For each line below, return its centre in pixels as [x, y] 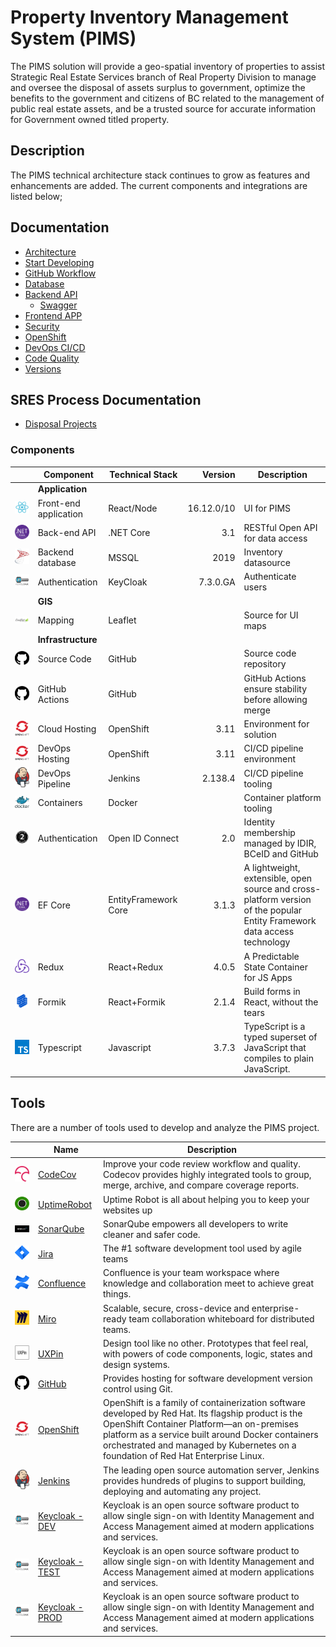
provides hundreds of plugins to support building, [204, 1480]
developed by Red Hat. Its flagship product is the [202, 1413]
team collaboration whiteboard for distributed [221, 1318]
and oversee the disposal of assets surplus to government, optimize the [158, 87]
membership [269, 833]
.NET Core [129, 533]
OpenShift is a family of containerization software [204, 1403]
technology [267, 942]
